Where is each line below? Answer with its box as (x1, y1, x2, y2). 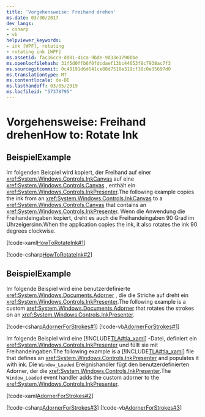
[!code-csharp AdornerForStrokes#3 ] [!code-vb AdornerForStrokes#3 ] (6, 404, 182, 411)
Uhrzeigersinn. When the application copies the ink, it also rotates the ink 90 (6, 220, 198, 228)
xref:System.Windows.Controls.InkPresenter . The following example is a (6, 298, 187, 305)
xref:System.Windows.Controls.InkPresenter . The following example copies (6, 188, 195, 195)
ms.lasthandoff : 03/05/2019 (6, 83, 78, 89)
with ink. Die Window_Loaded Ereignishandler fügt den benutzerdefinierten (6, 361, 190, 368)
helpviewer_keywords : (6, 37, 62, 43)
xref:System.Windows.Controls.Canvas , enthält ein (6, 181, 136, 189)
